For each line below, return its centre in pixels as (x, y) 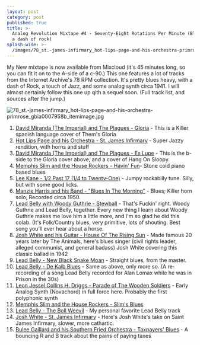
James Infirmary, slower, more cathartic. (65, 323)
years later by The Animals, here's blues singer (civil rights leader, (96, 241)
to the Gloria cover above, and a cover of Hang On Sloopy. (98, 159)
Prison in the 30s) (37, 279)
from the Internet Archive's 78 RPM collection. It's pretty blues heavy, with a (100, 79)
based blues (31, 172)
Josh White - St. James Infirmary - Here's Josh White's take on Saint (100, 317)
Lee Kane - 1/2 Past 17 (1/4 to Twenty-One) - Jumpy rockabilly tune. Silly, (104, 178)
